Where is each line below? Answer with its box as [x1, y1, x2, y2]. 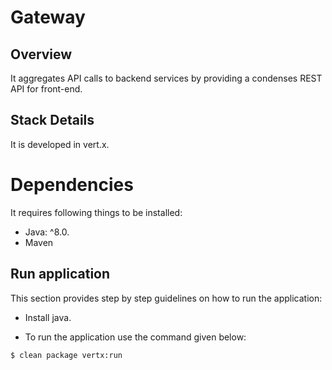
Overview [10, 46, 73, 63]
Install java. [24, 311, 72, 323]
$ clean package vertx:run [10, 350, 123, 360]
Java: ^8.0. [24, 226, 70, 238]
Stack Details [10, 112, 95, 129]
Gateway [10, 6, 86, 29]
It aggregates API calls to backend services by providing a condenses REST [10, 72, 323, 84]
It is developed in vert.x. [10, 138, 110, 150]
